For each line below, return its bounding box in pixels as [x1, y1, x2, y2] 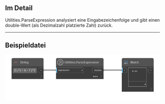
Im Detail [5, 4, 33, 12]
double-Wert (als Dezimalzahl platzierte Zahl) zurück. [5, 22, 113, 28]
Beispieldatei [5, 41, 46, 50]
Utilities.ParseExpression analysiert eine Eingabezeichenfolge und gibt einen [5, 17, 160, 23]
